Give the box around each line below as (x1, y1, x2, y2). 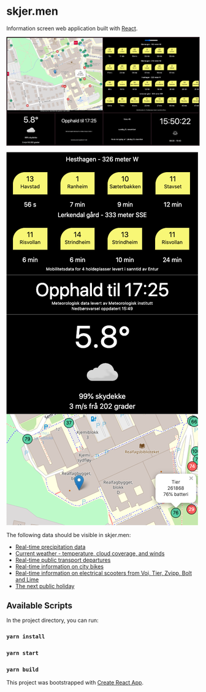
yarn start (6, 650, 39, 656)
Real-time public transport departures (15, 556, 111, 564)
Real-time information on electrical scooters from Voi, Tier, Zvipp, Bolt (15, 570, 192, 577)
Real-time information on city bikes (15, 563, 104, 570)
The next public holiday (15, 583, 75, 590)
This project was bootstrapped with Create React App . (6, 679, 144, 686)
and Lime (15, 576, 39, 583)
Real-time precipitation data (15, 543, 86, 551)
